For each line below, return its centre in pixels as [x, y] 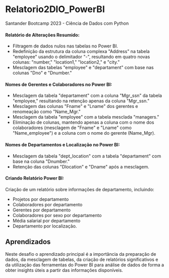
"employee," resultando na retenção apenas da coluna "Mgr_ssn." [81, 101]
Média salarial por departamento [46, 220]
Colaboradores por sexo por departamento [57, 215]
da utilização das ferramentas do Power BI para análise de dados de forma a [85, 265]
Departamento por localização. [45, 226]
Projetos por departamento [41, 199]
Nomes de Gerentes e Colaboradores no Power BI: [59, 84]
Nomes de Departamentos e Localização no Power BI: [63, 144]
